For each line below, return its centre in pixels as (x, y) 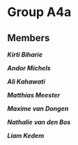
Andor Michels (29, 68)
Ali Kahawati (26, 82)
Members (29, 38)
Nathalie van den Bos (39, 122)
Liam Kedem (26, 136)
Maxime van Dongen (38, 108)
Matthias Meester (34, 95)
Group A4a (39, 12)
